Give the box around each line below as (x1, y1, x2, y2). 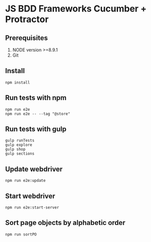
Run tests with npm (5, 94, 66, 102)
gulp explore (5, 142, 32, 148)
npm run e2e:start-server (5, 205, 59, 210)
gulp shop (5, 147, 26, 152)
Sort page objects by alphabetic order (5, 218, 126, 227)
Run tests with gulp (5, 125, 66, 133)
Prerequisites (5, 34, 48, 42)
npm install (5, 80, 30, 85)
